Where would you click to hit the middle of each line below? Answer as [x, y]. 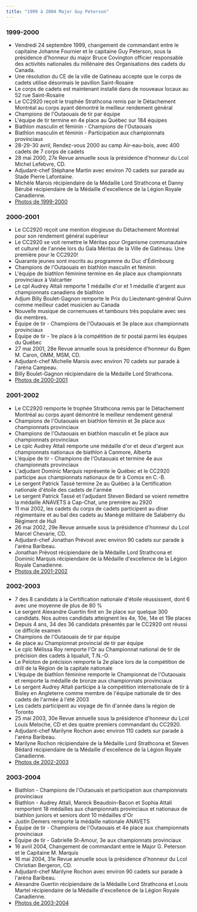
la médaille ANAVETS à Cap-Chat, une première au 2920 [83, 502]
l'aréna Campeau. [36, 368]
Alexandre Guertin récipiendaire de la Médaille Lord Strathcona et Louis [101, 884]
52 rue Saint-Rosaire [39, 95]
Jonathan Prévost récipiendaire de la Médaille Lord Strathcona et [93, 552]
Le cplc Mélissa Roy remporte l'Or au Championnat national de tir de [97, 649]
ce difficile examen [37, 630]
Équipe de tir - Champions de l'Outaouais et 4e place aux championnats [102, 828]
